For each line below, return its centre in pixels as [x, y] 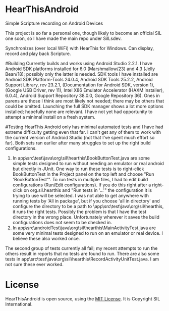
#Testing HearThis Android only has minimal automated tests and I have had [84, 127]
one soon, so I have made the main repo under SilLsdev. [64, 38]
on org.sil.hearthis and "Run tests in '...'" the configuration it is [88, 190]
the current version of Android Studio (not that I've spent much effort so [80, 137]
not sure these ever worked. [35, 264]
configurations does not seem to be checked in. [62, 222]
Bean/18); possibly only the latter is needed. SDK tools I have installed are [82, 74]
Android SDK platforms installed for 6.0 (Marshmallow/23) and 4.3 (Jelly [80, 69]
